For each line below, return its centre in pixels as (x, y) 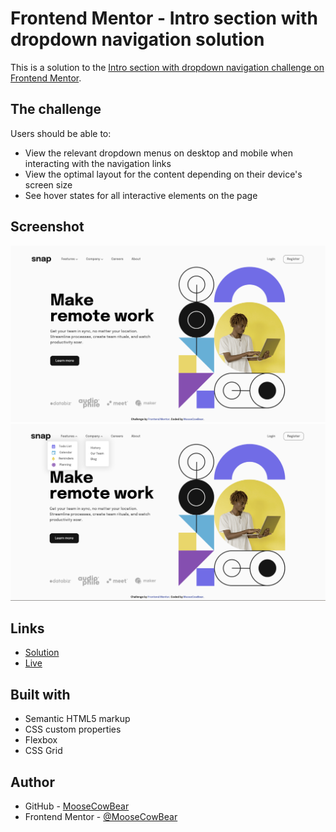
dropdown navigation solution (137, 39)
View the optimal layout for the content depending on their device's (163, 174)
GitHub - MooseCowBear (77, 806)
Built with (40, 694)
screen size (48, 184)
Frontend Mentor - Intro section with (164, 18)
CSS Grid (43, 751)
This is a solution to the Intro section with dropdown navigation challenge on (167, 67)
